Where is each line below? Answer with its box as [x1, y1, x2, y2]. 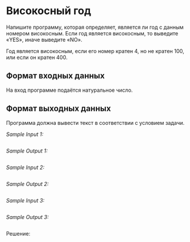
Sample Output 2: [6, 180, 49, 187]
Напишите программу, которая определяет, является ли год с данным [6, 24, 184, 31]
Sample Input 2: [6, 164, 45, 171]
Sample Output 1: [6, 147, 48, 154]
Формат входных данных [6, 71, 105, 81]
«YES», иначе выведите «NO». [6, 36, 82, 43]
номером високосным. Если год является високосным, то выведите [6, 29, 178, 37]
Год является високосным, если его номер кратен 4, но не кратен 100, [6, 47, 185, 54]
